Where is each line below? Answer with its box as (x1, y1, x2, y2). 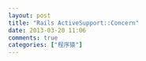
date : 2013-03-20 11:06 (8, 26, 87, 34)
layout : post (8, 11, 51, 20)
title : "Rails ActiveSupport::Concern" (8, 19, 140, 27)
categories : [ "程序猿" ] (8, 41, 83, 49)
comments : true (8, 33, 58, 42)
